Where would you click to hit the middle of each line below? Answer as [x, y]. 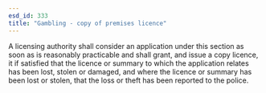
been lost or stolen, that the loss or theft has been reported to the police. [129, 80]
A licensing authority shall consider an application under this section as [126, 46]
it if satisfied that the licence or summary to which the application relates [129, 63]
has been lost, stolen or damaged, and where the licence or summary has [130, 71]
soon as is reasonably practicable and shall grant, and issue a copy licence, [133, 55]
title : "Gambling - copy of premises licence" [88, 23]
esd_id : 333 [28, 16]
